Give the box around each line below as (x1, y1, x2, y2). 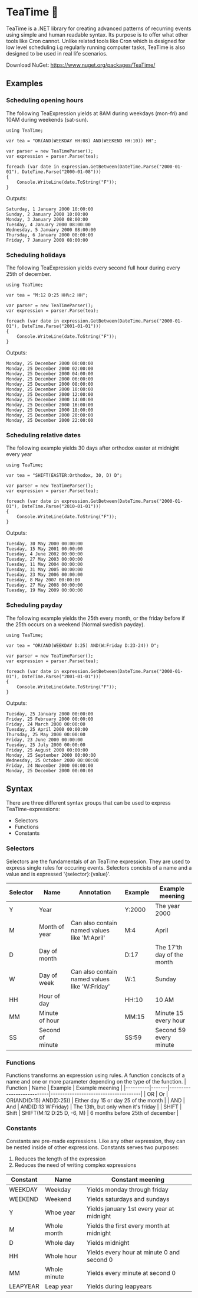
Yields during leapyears (86, 1282, 152, 1290)
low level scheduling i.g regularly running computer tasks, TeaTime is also (6, 44, 186, 51)
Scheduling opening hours (6, 96, 84, 105)
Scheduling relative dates (6, 431, 81, 439)
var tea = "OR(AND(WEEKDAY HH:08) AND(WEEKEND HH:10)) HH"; (6, 138, 157, 144)
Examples (6, 79, 43, 89)
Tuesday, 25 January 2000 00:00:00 (6, 711, 94, 717)
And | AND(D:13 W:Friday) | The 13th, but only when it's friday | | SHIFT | (6, 1103, 182, 1110)
